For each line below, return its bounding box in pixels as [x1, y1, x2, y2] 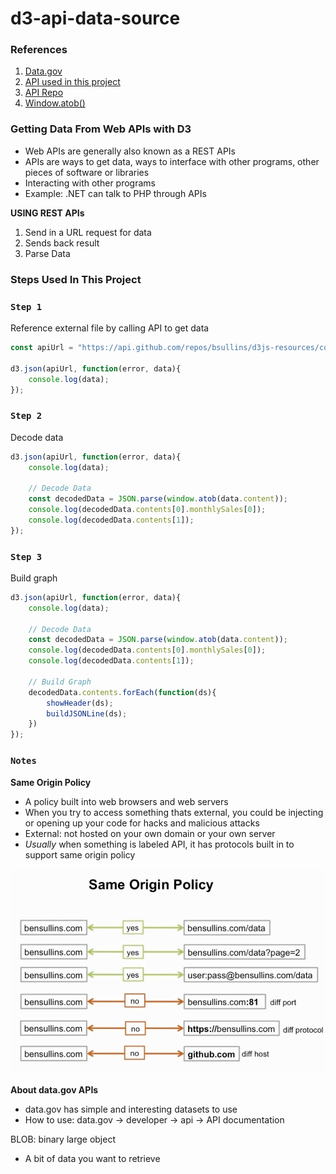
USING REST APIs [10, 207, 85, 219]
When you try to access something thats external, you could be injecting [24, 806, 324, 818]
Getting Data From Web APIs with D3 [10, 122, 192, 136]
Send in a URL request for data [24, 226, 152, 238]
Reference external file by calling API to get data [10, 322, 210, 334]
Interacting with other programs [24, 177, 156, 189]
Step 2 [10, 410, 43, 422]
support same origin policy [24, 848, 136, 861]
